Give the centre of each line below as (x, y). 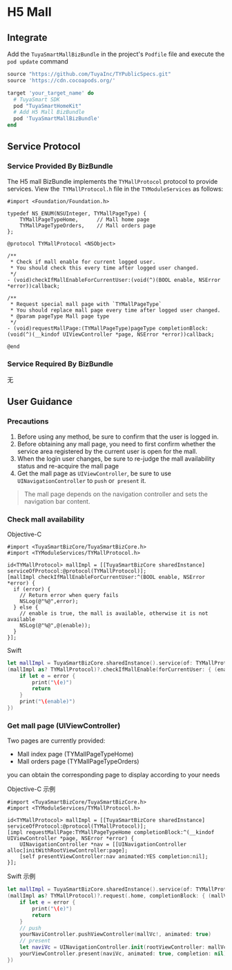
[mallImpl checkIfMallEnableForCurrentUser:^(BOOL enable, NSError (106, 577)
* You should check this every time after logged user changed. (104, 268)
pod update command (38, 61)
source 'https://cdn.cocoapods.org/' (61, 80)
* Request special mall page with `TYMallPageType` (86, 304)
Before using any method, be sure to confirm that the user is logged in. (118, 437)
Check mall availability (46, 519)
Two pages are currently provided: (56, 741)
